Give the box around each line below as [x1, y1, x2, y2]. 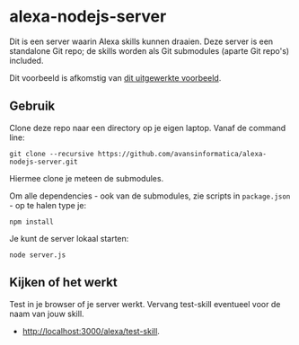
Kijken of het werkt [9, 275, 119, 290]
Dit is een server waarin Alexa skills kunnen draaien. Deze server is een [9, 36, 274, 47]
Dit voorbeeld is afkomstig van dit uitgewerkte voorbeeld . [9, 72, 222, 83]
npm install [9, 217, 54, 226]
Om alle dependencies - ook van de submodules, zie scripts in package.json [9, 190, 291, 201]
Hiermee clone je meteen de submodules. [9, 172, 164, 183]
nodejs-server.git [9, 157, 78, 166]
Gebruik [9, 99, 56, 114]
